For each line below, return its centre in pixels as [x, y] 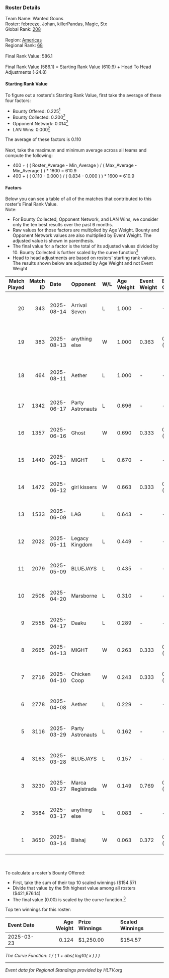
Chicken [81, 674]
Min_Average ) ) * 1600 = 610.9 [45, 171]
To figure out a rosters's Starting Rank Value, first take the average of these [83, 95]
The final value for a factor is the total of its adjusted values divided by [85, 246]
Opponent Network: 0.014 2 [40, 123]
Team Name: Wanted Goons [34, 19]
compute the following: [29, 156]
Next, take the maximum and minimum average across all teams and [76, 150]
